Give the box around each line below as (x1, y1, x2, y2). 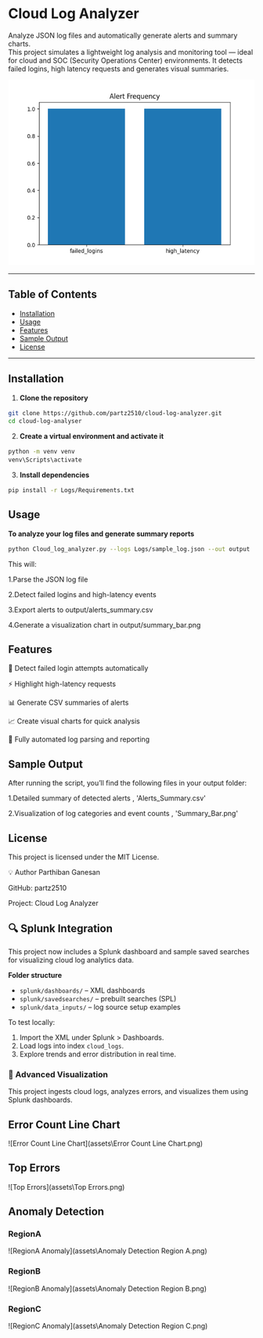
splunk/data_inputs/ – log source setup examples (19, 1002, 182, 1012)
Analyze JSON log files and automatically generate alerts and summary (8, 31, 238, 40)
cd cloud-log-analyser (8, 417, 82, 425)
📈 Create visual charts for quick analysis (8, 716, 141, 726)
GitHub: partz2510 (8, 884, 67, 893)
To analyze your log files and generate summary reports (8, 529, 195, 538)
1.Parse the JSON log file (8, 574, 88, 584)
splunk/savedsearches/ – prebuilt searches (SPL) (19, 993, 177, 1003)
